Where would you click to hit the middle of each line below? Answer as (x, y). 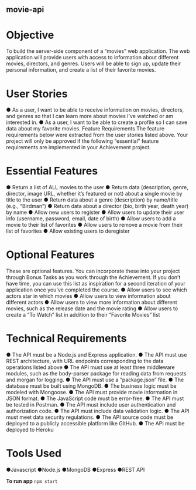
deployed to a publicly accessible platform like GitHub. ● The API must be (95, 424)
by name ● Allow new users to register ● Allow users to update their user (95, 212)
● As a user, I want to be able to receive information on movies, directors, (95, 110)
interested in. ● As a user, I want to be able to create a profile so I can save (97, 122)
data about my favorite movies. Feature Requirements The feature (85, 129)
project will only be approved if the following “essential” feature (82, 141)
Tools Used (34, 453)
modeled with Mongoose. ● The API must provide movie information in (92, 392)
